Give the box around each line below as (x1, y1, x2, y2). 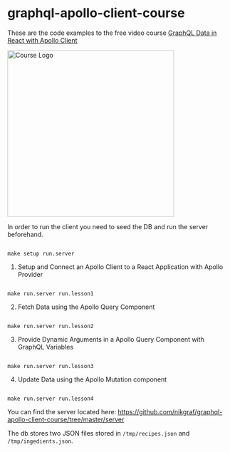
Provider (17, 270, 43, 278)
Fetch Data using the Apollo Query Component (17, 303, 155, 311)
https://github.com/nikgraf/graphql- (117, 407, 223, 416)
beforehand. (7, 230, 44, 238)
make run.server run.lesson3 (7, 362, 94, 369)
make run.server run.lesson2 (7, 322, 94, 330)
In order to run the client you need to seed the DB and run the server (7, 222, 209, 231)
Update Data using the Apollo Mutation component (17, 375, 167, 384)
